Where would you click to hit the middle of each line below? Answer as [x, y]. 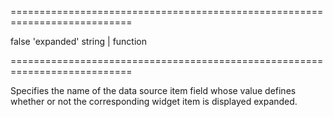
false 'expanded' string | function [79, 41]
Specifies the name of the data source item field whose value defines [153, 90]
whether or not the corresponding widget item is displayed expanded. [154, 101]
